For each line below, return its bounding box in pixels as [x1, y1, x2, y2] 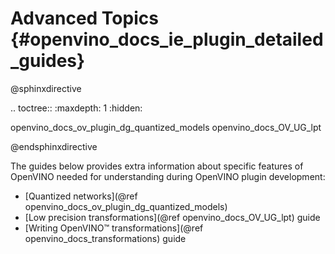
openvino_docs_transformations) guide [24, 232, 187, 244]
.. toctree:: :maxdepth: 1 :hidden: [10, 102, 143, 114]
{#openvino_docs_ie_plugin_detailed [10, 28, 324, 51]
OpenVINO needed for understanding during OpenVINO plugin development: [10, 170, 326, 182]
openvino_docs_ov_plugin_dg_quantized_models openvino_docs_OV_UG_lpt [10, 121, 322, 133]
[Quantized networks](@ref [24, 190, 138, 202]
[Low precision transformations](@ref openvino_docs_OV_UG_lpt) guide [24, 211, 321, 223]
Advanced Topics [10, 7, 159, 30]
